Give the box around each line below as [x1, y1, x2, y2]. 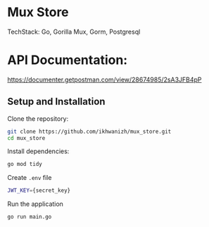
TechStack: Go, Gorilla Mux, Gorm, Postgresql [7, 27, 141, 36]
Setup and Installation [7, 96, 106, 108]
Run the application [7, 200, 63, 208]
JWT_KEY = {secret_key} [7, 187, 71, 194]
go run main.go [7, 214, 52, 221]
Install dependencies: [7, 147, 70, 155]
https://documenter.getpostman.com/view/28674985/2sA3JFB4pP [7, 75, 202, 84]
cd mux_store [7, 134, 46, 141]
